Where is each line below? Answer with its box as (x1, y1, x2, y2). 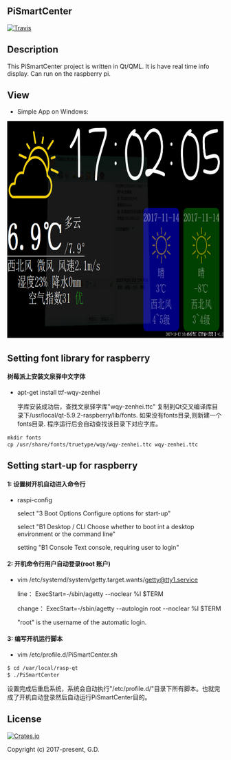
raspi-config (16, 495, 53, 504)
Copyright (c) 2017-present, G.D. (7, 745, 100, 753)
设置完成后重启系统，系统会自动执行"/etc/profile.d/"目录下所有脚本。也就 (7, 685, 214, 693)
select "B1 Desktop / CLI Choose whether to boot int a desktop (16, 522, 195, 531)
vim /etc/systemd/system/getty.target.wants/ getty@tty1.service (16, 575, 198, 584)
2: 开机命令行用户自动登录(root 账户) (7, 559, 111, 568)
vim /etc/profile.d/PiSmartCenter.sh (16, 650, 118, 659)
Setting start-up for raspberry (7, 460, 138, 471)
